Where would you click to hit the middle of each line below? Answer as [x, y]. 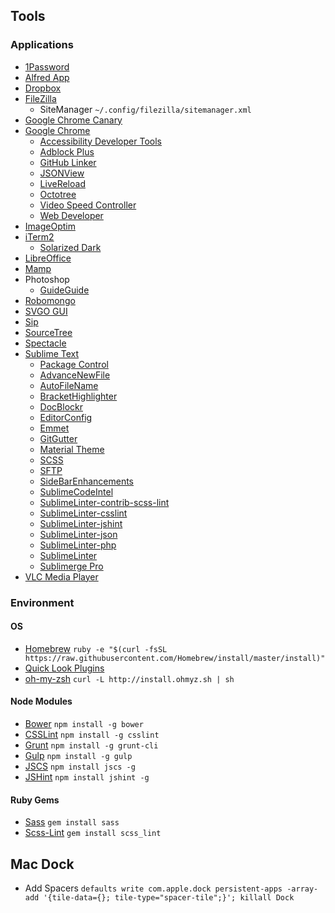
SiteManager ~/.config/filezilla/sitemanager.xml [145, 109]
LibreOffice [48, 258]
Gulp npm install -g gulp [78, 756]
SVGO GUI [46, 311]
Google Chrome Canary [73, 120]
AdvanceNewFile [75, 375]
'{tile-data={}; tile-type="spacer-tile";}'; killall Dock [169, 898]
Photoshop [47, 279]
